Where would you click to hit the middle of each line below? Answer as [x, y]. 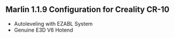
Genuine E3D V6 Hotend [44, 30]
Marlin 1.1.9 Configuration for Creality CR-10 [88, 10]
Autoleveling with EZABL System [53, 23]
